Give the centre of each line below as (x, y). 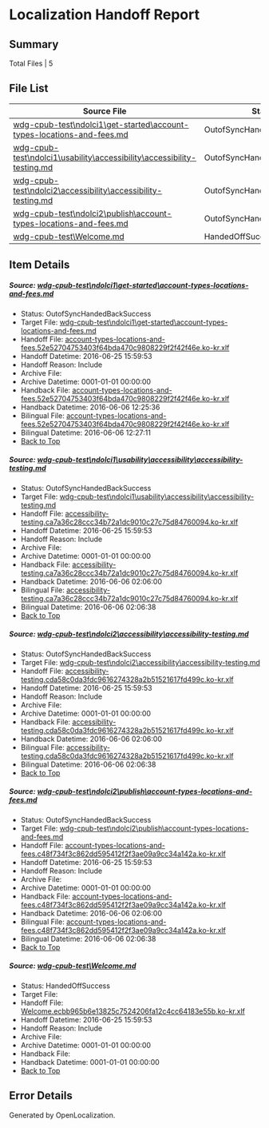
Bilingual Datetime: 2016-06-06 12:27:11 (85, 432)
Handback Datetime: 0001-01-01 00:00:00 (90, 1062)
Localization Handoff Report (105, 15)
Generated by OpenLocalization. (62, 1115)
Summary (34, 44)
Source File (105, 111)
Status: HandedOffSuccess (65, 986)
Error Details (41, 1096)
